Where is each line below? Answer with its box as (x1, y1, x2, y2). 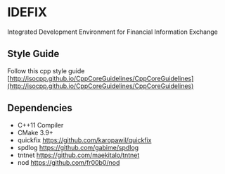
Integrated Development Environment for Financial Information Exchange (7, 27, 218, 36)
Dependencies (7, 102, 72, 114)
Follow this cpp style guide (7, 66, 85, 75)
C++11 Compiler (17, 120, 64, 129)
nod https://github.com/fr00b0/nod (17, 158, 120, 166)
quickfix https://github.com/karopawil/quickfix (17, 135, 152, 144)
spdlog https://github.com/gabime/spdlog (17, 143, 139, 151)
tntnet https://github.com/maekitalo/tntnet (17, 151, 140, 159)
